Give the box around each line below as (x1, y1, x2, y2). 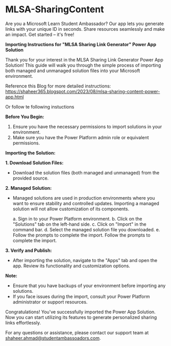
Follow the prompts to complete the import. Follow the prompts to (12, 232, 151, 238)
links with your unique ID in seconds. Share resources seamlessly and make (5, 26, 165, 32)
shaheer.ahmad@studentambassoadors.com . (5, 335, 101, 341)
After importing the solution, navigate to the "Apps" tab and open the (12, 257, 157, 263)
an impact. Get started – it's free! (5, 31, 75, 37)
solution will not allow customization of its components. (12, 206, 129, 212)
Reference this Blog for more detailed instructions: (5, 83, 111, 89)
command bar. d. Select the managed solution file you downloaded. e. (12, 226, 160, 232)
